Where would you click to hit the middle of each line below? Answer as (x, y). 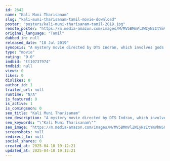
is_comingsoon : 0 (24, 109)
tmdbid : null (19, 66)
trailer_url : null (25, 90)
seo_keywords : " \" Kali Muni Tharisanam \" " (51, 122)
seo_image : (17, 127)
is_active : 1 (19, 104)
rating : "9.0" (20, 57)
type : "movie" (20, 52)
